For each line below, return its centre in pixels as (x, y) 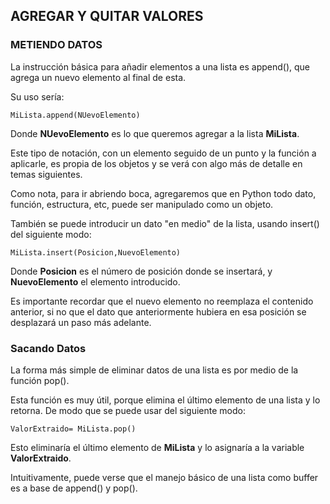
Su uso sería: (37, 96)
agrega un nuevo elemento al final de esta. (98, 77)
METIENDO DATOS (56, 45)
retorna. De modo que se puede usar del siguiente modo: (128, 410)
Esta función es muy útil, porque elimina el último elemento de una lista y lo (165, 400)
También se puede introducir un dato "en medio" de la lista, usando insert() (165, 223)
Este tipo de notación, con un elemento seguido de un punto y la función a (163, 153)
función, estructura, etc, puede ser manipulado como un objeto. (142, 204)
